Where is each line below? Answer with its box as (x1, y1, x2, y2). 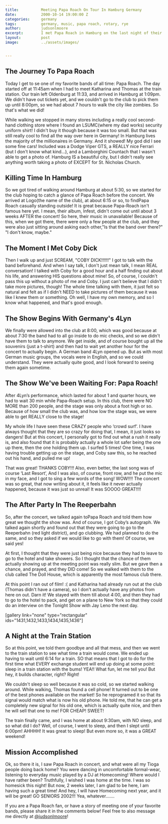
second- (138, 116, 156, 122)
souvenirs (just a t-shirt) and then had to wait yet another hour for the (5, 343, 148, 349)
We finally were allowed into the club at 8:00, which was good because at (5, 327, 157, 333)
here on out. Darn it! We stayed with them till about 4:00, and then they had (5, 591, 160, 597)
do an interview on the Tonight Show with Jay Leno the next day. (5, 602, 138, 608)
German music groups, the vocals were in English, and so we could (5, 354, 143, 360)
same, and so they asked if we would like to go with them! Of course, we (5, 535, 154, 541)
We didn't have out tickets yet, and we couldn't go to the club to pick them (5, 96, 158, 102)
